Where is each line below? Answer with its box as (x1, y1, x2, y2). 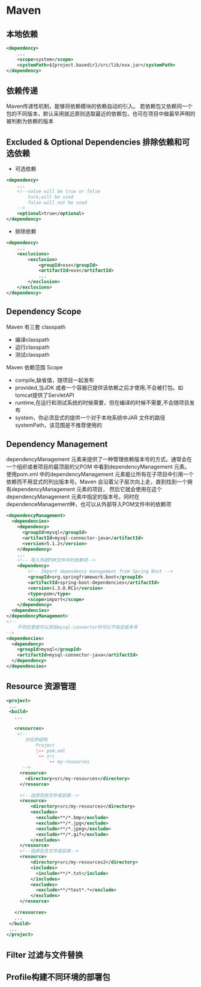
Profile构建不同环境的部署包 (6, 972, 110, 982)
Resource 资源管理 (6, 681, 76, 691)
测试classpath (14, 351, 50, 358)
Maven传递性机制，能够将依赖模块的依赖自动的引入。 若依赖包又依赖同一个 (6, 103, 193, 110)
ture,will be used (28, 194, 74, 200)
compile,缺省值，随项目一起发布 (14, 376, 95, 384)
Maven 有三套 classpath (6, 323, 66, 330)
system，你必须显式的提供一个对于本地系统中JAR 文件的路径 (14, 414, 166, 421)
